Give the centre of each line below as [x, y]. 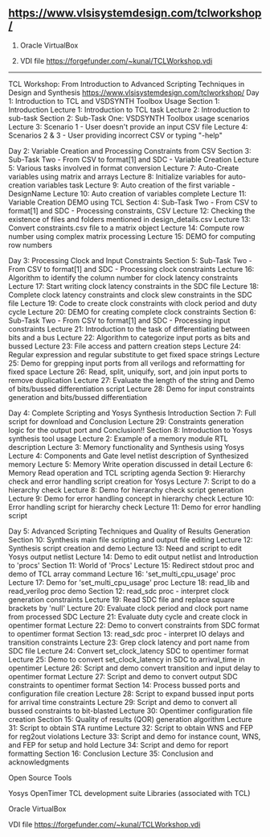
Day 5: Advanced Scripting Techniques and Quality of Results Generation [129, 531]
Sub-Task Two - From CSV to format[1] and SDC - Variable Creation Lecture [134, 159]
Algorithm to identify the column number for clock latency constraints [123, 278]
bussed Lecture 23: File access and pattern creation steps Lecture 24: [125, 346]
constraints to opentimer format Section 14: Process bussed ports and [125, 685]
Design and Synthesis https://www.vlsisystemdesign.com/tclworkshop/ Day [134, 93]
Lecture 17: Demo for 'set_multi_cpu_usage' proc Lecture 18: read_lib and [129, 582]
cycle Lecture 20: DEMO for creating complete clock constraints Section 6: [132, 311]
